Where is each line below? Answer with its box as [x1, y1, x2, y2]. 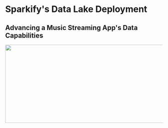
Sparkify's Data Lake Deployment [5, 3, 147, 15]
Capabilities [5, 31, 43, 39]
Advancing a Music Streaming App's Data [5, 23, 138, 32]
